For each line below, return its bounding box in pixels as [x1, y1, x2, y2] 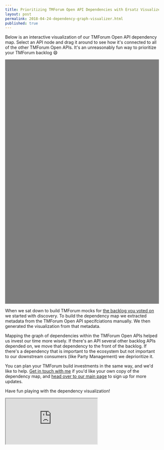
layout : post [5, 12, 32, 17]
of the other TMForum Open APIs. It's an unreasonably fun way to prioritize [5, 44, 157, 50]
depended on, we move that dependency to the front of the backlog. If [5, 343, 147, 349]
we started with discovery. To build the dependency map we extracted [5, 313, 147, 319]
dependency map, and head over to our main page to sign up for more [5, 373, 146, 379]
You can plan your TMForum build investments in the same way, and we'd [5, 363, 153, 369]
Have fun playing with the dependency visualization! [5, 388, 110, 394]
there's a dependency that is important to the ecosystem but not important [5, 348, 155, 354]
